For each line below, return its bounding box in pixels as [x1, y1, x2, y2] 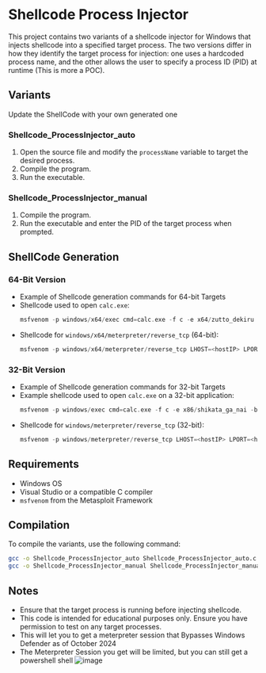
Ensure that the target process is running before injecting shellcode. [19, 605, 241, 615]
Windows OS [19, 478, 63, 488]
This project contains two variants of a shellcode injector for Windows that [8, 32, 251, 41]
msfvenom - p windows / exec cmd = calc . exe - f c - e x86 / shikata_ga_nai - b [19, 406, 258, 414]
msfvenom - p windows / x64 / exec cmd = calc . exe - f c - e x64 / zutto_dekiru [19, 315, 255, 324]
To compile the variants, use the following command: [8, 539, 180, 549]
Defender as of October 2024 [19, 639, 117, 648]
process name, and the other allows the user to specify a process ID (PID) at [8, 57, 257, 67]
